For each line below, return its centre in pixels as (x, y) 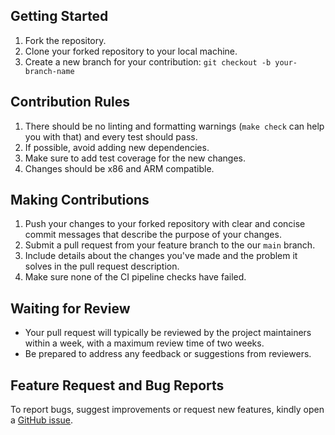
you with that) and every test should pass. (111, 136)
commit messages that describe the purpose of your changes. (153, 235)
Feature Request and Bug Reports (117, 385)
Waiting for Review (70, 308)
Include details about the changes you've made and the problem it (161, 256)
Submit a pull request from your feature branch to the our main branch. (170, 245)
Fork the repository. (65, 40)
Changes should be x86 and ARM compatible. (119, 168)
